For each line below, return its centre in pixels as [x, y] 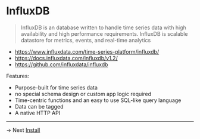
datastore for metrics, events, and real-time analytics [86, 40]
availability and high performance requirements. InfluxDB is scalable [104, 33]
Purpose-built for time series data [56, 87]
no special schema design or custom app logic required [83, 94]
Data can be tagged [39, 106]
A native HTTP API [37, 113]
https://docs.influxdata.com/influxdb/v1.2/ [66, 58]
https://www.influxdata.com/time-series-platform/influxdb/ [87, 51]
